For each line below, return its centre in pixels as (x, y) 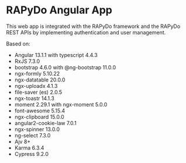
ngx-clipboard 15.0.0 (39, 116)
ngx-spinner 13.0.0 (37, 129)
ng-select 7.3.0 (32, 135)
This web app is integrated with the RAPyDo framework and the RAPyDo (93, 26)
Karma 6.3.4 (29, 148)
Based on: (18, 44)
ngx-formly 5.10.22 (37, 73)
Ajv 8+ (23, 141)
